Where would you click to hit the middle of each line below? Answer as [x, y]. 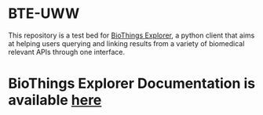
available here [55, 101]
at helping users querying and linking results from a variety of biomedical [126, 43]
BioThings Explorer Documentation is [132, 84]
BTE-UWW [44, 14]
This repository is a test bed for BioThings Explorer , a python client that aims [131, 35]
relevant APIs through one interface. [67, 52]
